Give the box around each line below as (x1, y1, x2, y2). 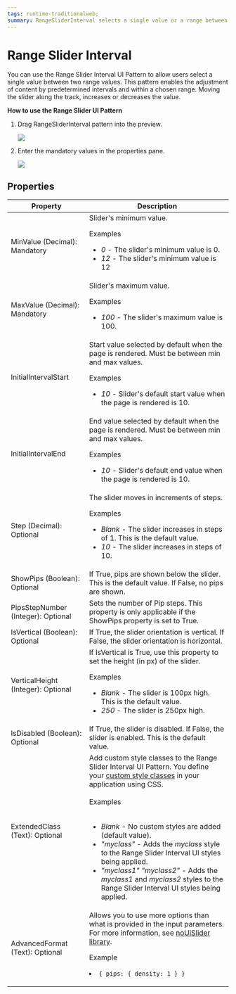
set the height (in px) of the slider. (88, 656, 201, 666)
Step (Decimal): (11, 521, 63, 531)
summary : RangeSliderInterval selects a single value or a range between (7, 17, 228, 24)
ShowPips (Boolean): (11, 574, 81, 584)
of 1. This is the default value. (100, 533, 199, 543)
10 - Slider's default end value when (100, 466, 223, 476)
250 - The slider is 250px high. (100, 706, 205, 715)
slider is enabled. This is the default (88, 733, 206, 743)
